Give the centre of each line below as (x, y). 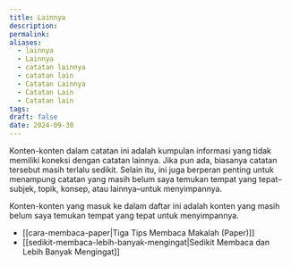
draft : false (34, 117)
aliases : (26, 42)
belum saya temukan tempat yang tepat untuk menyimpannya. (124, 216)
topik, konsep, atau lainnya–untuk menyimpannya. (130, 189)
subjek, (23, 189)
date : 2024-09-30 (42, 126)
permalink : (30, 34)
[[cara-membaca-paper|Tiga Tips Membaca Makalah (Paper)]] (138, 233)
